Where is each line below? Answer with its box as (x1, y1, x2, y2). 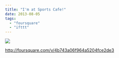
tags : (5, 16, 16, 21)
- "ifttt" (9, 25, 29, 30)
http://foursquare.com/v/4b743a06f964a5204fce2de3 (5, 47, 114, 53)
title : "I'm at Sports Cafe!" (5, 7, 67, 12)
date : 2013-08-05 (5, 12, 40, 16)
